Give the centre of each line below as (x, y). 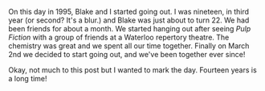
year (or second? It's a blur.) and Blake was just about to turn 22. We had (129, 20)
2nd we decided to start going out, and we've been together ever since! (127, 54)
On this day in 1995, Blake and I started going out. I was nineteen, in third (129, 12)
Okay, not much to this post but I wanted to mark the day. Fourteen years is (132, 70)
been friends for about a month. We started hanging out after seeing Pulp (130, 29)
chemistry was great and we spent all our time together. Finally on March (129, 46)
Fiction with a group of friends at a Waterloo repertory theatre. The (119, 37)
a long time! (28, 79)
